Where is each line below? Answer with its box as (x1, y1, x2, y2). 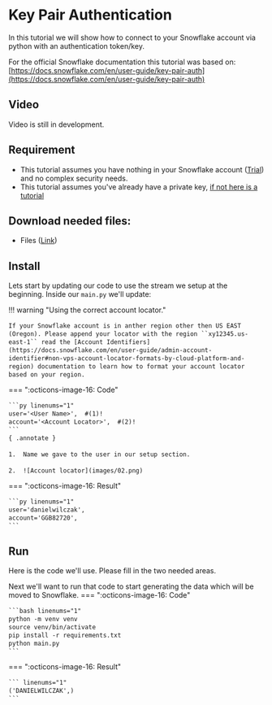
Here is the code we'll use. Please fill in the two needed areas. (8, 566, 217, 575)
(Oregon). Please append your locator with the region (8, 330, 198, 338)
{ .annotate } (8, 434, 57, 442)
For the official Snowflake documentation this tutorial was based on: (8, 57, 236, 67)
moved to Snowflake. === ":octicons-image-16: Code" (8, 590, 191, 599)
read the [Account (41, 338, 104, 346)
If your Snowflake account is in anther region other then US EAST (8, 322, 242, 330)
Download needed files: (8, 214, 132, 228)
